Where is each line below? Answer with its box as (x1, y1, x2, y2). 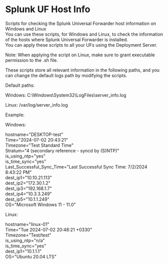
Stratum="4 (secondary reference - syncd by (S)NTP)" (5, 147, 120, 153)
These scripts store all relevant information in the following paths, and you (5, 67, 160, 73)
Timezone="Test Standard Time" (5, 142, 74, 148)
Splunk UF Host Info (5, 4, 91, 15)
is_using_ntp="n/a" (5, 237, 45, 243)
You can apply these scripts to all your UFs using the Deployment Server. (5, 42, 158, 48)
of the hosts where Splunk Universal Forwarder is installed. (5, 37, 128, 43)
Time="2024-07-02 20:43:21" (5, 137, 68, 143)
